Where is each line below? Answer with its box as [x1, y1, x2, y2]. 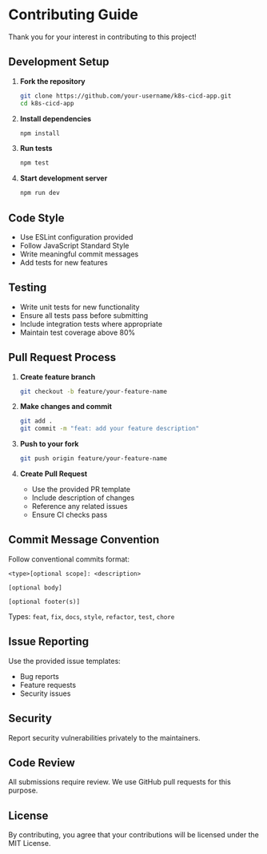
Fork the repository [19, 76, 86, 85]
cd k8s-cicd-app [19, 99, 74, 107]
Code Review [8, 756, 76, 769]
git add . [19, 417, 54, 425]
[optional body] [8, 583, 62, 592]
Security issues [19, 689, 71, 698]
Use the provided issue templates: [8, 656, 122, 665]
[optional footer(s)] [8, 598, 81, 606]
